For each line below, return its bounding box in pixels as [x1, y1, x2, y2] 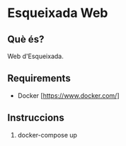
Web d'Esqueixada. [7, 52, 64, 60]
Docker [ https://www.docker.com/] [17, 91, 120, 100]
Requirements [7, 72, 71, 84]
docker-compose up [17, 130, 78, 139]
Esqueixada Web [7, 5, 108, 21]
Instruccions [7, 112, 65, 124]
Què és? [7, 33, 45, 45]
